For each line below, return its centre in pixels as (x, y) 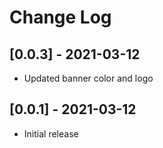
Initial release (51, 133)
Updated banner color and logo (88, 78)
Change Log (60, 17)
